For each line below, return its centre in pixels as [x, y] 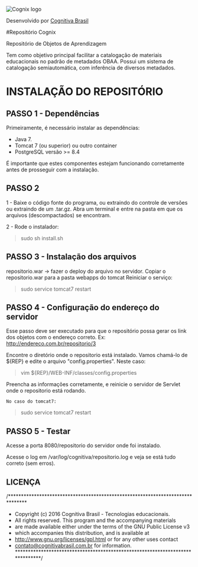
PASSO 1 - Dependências [53, 114]
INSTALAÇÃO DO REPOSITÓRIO [85, 92]
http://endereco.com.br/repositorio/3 [51, 343]
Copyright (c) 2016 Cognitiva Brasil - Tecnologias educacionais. [92, 514]
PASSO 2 [23, 188]
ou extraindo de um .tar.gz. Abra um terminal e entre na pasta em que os [95, 209]
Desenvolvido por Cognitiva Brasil [47, 20]
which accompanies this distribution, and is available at [82, 533]
